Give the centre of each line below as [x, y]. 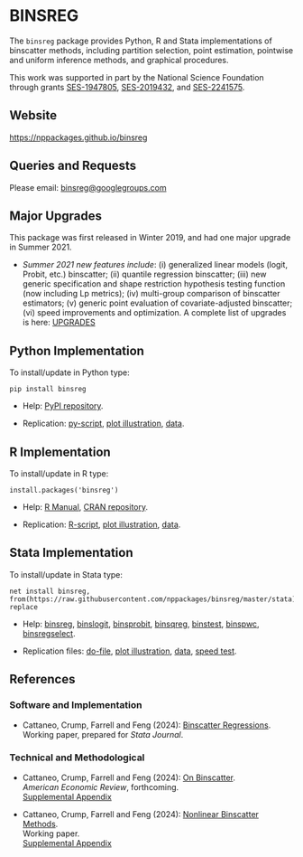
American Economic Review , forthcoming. [101, 786]
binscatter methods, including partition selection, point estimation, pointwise [151, 50]
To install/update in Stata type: [66, 574]
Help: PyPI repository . [63, 406]
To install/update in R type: [59, 474]
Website [33, 115]
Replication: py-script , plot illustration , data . [103, 424]
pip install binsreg [48, 390]
